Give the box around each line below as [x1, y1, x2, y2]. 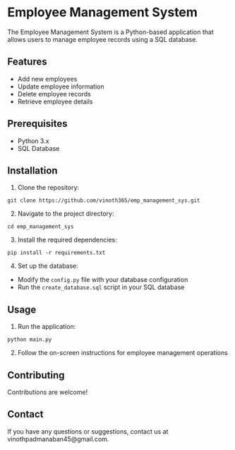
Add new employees [17, 74, 78, 83]
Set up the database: [17, 261, 79, 270]
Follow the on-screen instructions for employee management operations [17, 349, 228, 357]
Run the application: [17, 322, 76, 331]
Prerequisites [7, 118, 68, 130]
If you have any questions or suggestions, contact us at [7, 427, 169, 436]
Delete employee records [17, 89, 92, 98]
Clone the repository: [17, 184, 80, 192]
